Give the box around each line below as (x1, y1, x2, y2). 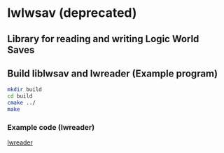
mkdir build (7, 86, 42, 93)
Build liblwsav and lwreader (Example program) (7, 67, 218, 79)
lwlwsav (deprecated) (7, 5, 137, 21)
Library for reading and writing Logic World (7, 33, 199, 45)
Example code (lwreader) (7, 122, 95, 132)
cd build (7, 93, 33, 100)
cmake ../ (7, 100, 36, 107)
